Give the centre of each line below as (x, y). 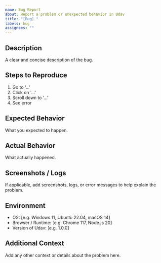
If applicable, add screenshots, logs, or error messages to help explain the (81, 185)
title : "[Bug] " (22, 19)
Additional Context (35, 244)
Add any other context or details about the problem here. (63, 255)
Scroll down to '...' (30, 98)
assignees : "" (20, 28)
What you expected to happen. (37, 130)
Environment (25, 206)
